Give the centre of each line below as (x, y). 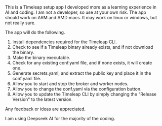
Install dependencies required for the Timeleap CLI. (64, 42)
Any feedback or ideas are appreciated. (45, 109)
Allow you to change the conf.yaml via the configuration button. (77, 89)
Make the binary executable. (41, 58)
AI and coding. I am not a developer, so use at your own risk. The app (76, 12)
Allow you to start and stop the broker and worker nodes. (70, 84)
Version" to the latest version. (42, 99)
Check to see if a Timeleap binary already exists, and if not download (83, 47)
